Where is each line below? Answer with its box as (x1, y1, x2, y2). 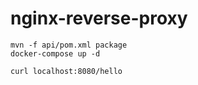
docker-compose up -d (10, 48, 101, 59)
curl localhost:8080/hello (10, 66, 123, 76)
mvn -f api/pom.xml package (10, 40, 128, 50)
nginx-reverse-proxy (10, 7, 188, 30)
